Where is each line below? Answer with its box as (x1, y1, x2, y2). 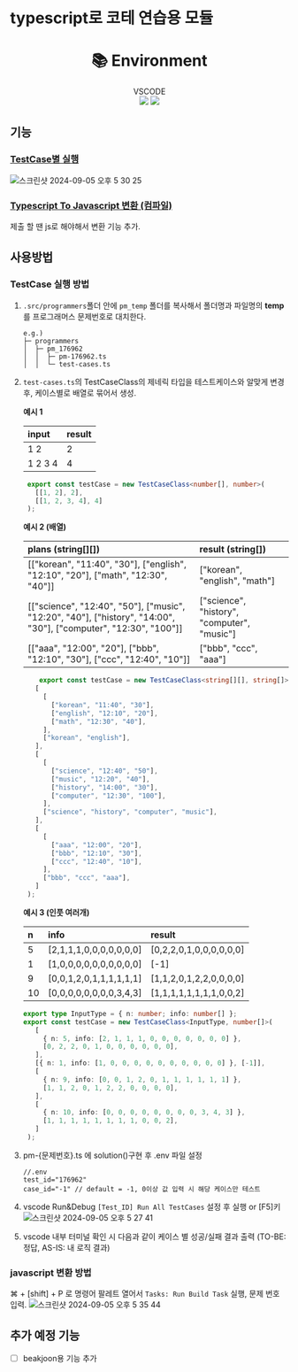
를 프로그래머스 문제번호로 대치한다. (22, 311, 147, 321)
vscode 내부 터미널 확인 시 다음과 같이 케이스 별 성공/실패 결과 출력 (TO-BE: (22, 1231, 287, 1242)
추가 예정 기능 (10, 1328, 80, 1343)
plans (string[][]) (27, 543, 101, 556)
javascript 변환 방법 (10, 1267, 92, 1279)
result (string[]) (199, 543, 266, 556)
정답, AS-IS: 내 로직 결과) (22, 1242, 111, 1253)
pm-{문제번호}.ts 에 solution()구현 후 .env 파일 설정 (22, 1150, 202, 1160)
